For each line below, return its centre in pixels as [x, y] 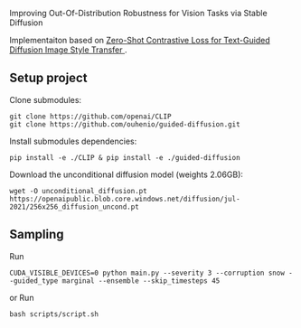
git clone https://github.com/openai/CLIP [90, 117]
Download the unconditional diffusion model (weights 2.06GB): [127, 174]
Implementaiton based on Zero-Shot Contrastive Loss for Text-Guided [140, 40]
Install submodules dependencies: [73, 141]
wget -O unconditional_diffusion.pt [78, 191]
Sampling [37, 234]
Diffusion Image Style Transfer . [69, 50]
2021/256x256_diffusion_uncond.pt [75, 207]
